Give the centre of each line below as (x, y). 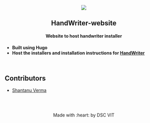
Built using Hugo (30, 47)
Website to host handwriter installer (84, 36)
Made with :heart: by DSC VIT (84, 115)
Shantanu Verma (29, 90)
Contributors (25, 78)
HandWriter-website (84, 23)
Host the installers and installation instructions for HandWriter (78, 53)
